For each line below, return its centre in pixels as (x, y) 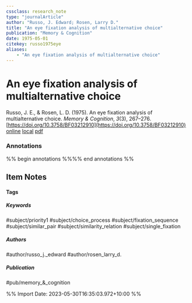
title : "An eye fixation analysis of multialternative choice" (85, 28)
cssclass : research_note (36, 11)
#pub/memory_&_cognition (38, 282)
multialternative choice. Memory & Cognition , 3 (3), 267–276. (79, 119)
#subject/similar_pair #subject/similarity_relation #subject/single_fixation (93, 226)
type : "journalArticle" (35, 17)
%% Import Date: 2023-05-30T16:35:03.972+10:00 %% (74, 294)
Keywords (19, 206)
